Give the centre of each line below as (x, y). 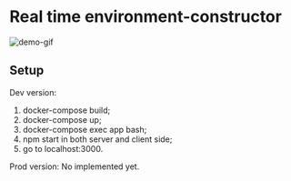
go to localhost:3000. (63, 148)
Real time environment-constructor (145, 17)
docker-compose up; (62, 119)
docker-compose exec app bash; (85, 129)
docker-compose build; (66, 110)
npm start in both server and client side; (97, 139)
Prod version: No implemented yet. (75, 166)
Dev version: (33, 92)
